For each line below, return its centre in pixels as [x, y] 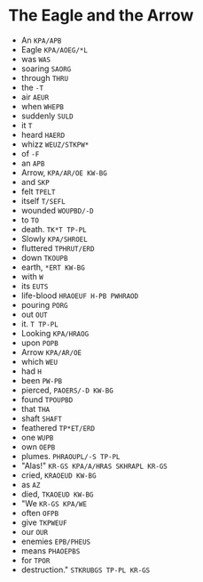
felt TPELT [38, 191]
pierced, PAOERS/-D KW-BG [67, 390]
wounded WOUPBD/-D [57, 210]
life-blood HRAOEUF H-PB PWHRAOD [80, 295]
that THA [35, 408]
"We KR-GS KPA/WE [54, 503]
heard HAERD [43, 134]
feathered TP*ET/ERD [58, 427]
